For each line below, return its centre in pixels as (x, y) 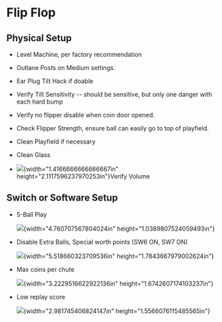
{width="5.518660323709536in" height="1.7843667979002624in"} (119, 256)
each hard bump (39, 102)
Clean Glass (33, 155)
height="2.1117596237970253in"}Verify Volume (83, 176)
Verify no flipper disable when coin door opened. (85, 115)
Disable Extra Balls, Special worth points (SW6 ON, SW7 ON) (102, 242)
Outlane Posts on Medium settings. (66, 68)
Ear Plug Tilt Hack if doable (55, 81)
